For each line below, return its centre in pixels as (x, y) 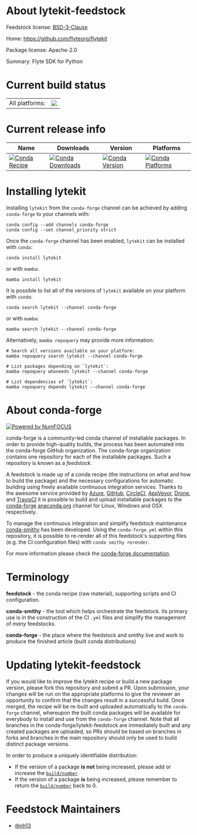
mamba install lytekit (34, 280)
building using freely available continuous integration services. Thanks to (94, 487)
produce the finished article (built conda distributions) (71, 641)
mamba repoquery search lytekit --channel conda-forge (74, 356)
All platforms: (27, 103)
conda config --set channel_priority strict (61, 230)
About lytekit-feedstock (66, 11)
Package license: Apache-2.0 (42, 50)
